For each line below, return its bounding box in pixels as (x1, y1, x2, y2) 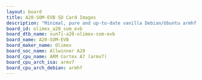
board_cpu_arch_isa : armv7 (6, 59, 75, 65)
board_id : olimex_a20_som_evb (6, 25, 83, 32)
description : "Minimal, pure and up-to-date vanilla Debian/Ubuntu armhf (6, 20, 197, 26)
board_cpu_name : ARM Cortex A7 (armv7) (6, 54, 107, 60)
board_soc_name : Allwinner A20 (6, 48, 86, 54)
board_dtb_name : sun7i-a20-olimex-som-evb (6, 31, 115, 37)
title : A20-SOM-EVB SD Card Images (6, 14, 96, 20)
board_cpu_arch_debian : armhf (6, 64, 83, 71)
